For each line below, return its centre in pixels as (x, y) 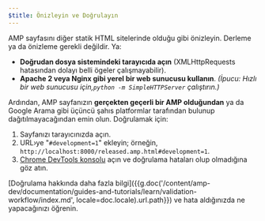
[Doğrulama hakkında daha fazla (61, 183)
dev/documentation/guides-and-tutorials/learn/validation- (103, 191)
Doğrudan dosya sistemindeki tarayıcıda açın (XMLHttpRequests (127, 62)
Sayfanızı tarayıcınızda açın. (65, 134)
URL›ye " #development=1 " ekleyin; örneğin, (89, 142)
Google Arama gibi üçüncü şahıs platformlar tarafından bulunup (112, 110)
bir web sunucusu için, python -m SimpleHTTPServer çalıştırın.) (119, 87)
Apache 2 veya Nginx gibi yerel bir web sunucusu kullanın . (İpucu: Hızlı (138, 78)
